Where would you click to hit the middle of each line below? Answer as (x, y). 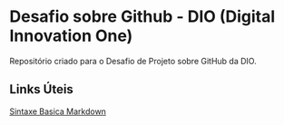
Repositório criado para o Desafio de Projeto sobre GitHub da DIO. (133, 61)
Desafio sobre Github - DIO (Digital (142, 17)
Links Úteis (42, 89)
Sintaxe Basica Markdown (58, 111)
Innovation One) (71, 36)
